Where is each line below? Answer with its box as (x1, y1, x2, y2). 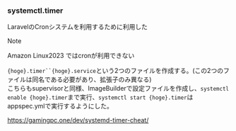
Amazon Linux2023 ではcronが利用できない (7, 52, 135, 60)
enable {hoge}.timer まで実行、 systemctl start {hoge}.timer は (7, 93, 194, 101)
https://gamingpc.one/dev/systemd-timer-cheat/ (7, 116, 149, 125)
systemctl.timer (7, 6, 64, 16)
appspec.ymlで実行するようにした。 (7, 102, 113, 110)
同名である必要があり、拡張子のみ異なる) (31, 75, 152, 84)
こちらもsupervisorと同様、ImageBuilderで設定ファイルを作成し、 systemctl (7, 84, 230, 93)
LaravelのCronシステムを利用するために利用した (7, 23, 148, 31)
